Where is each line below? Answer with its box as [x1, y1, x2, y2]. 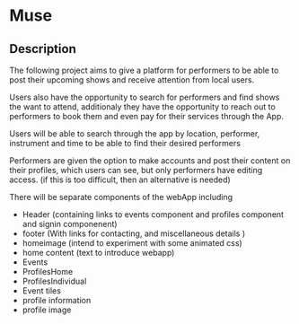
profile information [22, 295, 92, 305]
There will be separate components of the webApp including [9, 192, 233, 202]
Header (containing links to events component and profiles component [22, 209, 285, 220]
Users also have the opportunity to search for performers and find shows [9, 92, 280, 102]
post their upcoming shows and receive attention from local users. [9, 74, 255, 85]
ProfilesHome [22, 267, 74, 276]
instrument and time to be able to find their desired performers [9, 138, 241, 148]
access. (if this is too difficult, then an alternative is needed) [9, 174, 231, 185]
